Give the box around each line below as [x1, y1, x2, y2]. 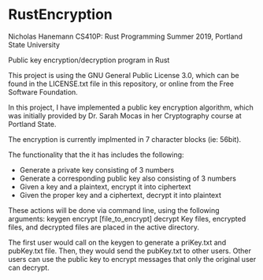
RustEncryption [8, 6, 113, 24]
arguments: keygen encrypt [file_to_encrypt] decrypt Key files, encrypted [8, 214, 246, 223]
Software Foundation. [8, 87, 79, 96]
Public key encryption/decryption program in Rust [8, 55, 170, 65]
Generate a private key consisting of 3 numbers [19, 165, 175, 174]
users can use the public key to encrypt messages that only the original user [8, 254, 257, 263]
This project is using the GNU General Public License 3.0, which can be [8, 70, 239, 80]
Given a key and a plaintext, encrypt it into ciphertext [19, 181, 191, 191]
